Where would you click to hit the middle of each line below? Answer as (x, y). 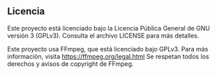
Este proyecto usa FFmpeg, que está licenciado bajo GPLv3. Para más (108, 49)
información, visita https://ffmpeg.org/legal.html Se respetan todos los (108, 56)
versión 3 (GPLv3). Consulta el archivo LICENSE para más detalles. (103, 35)
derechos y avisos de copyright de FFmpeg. (70, 64)
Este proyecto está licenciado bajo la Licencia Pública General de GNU (109, 28)
